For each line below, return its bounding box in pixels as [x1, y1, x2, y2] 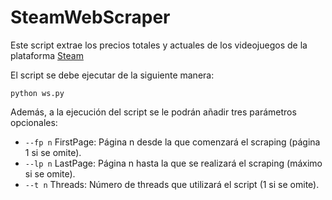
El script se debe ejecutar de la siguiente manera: [10, 69, 215, 81]
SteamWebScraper [10, 6, 171, 29]
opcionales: [10, 116, 58, 128]
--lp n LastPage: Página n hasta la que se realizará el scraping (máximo [24, 157, 323, 169]
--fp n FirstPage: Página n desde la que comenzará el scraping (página [24, 136, 321, 148]
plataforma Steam [10, 49, 84, 61]
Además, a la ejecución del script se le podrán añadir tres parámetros [10, 106, 297, 118]
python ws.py [10, 88, 65, 98]
